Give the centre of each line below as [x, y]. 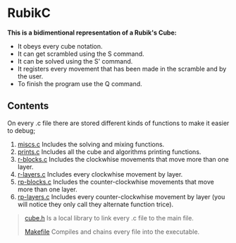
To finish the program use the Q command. [80, 83]
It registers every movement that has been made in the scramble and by [122, 69]
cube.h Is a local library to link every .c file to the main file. [109, 218]
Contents [28, 106]
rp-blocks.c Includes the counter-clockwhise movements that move [116, 182]
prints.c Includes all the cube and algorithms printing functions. [109, 152]
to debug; [21, 130]
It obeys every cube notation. [60, 46]
